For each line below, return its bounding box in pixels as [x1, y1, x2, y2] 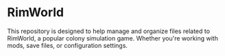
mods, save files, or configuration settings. [7, 41, 128, 49]
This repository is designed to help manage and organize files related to [7, 27, 211, 35]
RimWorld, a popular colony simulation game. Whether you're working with [7, 34, 218, 42]
